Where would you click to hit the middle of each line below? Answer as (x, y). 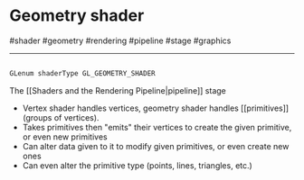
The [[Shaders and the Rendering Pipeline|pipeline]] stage (118, 90)
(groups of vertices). (61, 117)
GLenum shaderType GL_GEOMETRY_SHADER (82, 73)
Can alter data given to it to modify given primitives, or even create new (156, 146)
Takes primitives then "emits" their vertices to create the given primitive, (157, 127)
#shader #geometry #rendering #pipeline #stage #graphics (120, 40)
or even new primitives (65, 137)
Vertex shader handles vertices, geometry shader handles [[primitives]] (156, 108)
